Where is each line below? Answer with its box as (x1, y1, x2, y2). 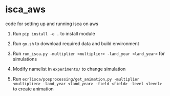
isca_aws (5, 4, 46, 15)
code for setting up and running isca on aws (5, 21, 99, 27)
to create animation (12, 86, 54, 92)
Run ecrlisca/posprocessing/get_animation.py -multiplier (12, 75, 140, 82)
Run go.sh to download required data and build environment (12, 40, 139, 47)
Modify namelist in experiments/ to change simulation (12, 66, 126, 72)
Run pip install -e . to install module (12, 30, 95, 36)
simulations (12, 55, 37, 62)
